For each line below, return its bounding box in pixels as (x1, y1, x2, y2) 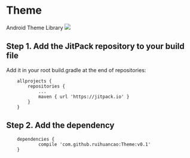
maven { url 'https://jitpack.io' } (38, 94, 130, 100)
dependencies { (17, 136, 55, 142)
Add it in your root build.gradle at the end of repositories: (6, 66, 146, 73)
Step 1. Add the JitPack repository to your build (6, 41, 185, 51)
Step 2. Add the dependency (6, 120, 115, 131)
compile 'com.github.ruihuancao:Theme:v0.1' (38, 141, 151, 147)
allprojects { (17, 78, 52, 84)
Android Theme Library (6, 24, 64, 31)
